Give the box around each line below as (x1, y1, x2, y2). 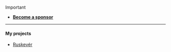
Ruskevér (12, 41, 33, 47)
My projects (5, 30, 32, 36)
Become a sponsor (12, 14, 53, 20)
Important (5, 5, 26, 10)
